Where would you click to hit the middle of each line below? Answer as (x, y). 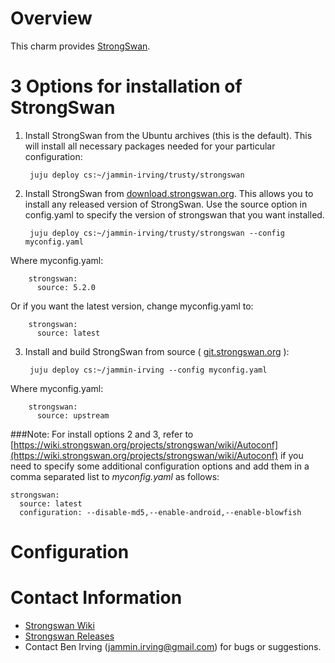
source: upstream (73, 415)
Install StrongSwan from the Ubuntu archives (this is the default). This (168, 135)
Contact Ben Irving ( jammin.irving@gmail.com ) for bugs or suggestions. (173, 646)
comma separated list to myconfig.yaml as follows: (115, 476)
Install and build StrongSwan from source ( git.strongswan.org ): (157, 351)
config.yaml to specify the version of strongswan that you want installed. (174, 214)
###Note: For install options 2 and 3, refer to (102, 434)
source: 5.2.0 (66, 287)
